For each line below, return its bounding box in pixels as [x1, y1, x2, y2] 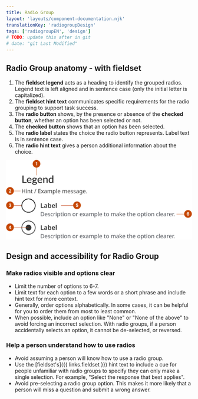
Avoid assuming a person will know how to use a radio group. [14, 355, 164, 362]
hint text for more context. [14, 295, 78, 302]
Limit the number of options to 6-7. [14, 283, 99, 290]
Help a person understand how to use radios [6, 341, 136, 349]
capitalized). [14, 92, 45, 99]
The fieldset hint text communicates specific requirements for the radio [14, 98, 190, 105]
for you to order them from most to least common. [14, 307, 137, 314]
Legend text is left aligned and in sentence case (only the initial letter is [14, 85, 187, 92]
